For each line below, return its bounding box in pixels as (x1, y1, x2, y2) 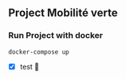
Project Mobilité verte (8, 6, 118, 20)
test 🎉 (19, 62, 40, 71)
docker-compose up (8, 47, 69, 56)
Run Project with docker (8, 30, 104, 41)
